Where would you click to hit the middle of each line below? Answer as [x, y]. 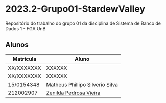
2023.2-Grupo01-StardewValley [75, 9]
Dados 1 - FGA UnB [26, 28]
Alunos [17, 45]
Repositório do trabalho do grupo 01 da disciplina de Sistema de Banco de [83, 23]
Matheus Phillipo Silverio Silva [82, 84]
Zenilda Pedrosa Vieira [73, 93]
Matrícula [25, 59]
